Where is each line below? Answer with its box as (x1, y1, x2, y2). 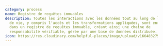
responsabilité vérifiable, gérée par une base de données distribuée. (9, 29, 158, 34)
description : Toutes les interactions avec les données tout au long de (5, 16, 155, 21)
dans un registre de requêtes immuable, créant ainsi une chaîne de (9, 25, 151, 30)
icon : (5, 34, 16, 39)
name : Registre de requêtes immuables (5, 11, 83, 16)
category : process (5, 7, 42, 12)
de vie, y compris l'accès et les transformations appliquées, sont (9, 20, 151, 25)
